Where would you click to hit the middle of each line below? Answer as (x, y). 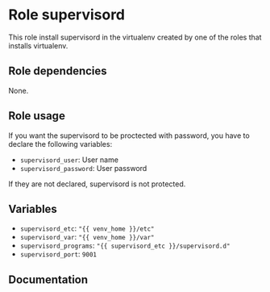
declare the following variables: (60, 144)
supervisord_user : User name (69, 160)
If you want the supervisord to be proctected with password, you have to (129, 136)
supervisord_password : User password (83, 168)
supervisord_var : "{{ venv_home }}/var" (87, 237)
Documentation (48, 279)
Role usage (37, 116)
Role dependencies (58, 71)
